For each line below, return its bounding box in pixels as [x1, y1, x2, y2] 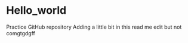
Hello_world [6, 4, 67, 17]
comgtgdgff [6, 29, 36, 36]
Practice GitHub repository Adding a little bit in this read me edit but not [6, 23, 182, 30]
